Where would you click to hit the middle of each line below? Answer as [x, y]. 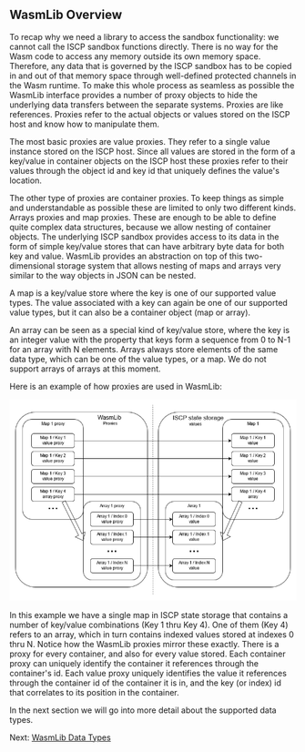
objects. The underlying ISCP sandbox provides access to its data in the [144, 237]
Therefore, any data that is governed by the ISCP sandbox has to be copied [151, 66]
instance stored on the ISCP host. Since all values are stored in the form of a [152, 151]
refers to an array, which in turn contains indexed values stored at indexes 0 [152, 634]
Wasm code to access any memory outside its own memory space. [135, 56]
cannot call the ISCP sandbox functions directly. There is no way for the [144, 46]
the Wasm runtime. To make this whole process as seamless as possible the [152, 85]
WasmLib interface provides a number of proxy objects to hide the [133, 95]
